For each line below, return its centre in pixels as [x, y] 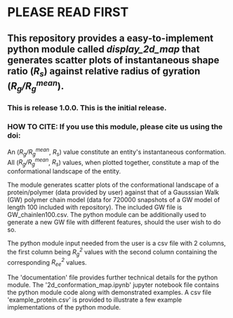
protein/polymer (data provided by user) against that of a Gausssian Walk [113, 192]
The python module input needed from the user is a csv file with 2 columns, [116, 244]
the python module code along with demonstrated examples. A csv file [109, 292]
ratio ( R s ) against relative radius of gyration [104, 72]
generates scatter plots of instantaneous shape [113, 60]
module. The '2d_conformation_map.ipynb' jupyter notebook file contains [113, 284]
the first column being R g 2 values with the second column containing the [112, 252]
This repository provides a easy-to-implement [111, 38]
